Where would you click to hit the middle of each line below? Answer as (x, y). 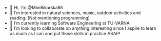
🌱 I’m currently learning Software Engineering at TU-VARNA (70, 23)
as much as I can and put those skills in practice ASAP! (65, 33)
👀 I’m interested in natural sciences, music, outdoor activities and (75, 13)
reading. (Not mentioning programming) (50, 18)
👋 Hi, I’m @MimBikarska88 (36, 8)
